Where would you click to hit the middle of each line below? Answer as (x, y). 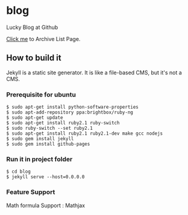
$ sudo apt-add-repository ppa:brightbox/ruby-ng (70, 112)
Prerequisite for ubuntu (41, 94)
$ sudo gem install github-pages (48, 144)
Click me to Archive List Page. (43, 39)
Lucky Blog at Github (32, 27)
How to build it (34, 58)
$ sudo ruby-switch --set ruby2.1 (50, 128)
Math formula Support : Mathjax (46, 205)
